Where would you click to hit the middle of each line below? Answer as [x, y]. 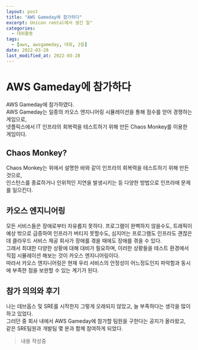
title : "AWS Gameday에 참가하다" [44, 17]
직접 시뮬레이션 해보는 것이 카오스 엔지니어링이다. [63, 256]
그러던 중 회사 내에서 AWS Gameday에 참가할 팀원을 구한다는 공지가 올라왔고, [96, 321]
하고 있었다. [20, 314]
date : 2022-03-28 [27, 50]
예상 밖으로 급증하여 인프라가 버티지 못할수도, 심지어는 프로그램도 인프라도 [91, 233]
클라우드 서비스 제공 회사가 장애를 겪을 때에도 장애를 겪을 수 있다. [87, 241]
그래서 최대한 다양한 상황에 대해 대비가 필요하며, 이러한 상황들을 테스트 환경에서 [98, 248]
